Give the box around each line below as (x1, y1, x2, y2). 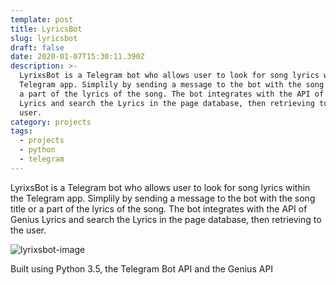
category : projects (10, 117, 92, 127)
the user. (10, 224, 47, 236)
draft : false (10, 42, 65, 53)
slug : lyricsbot (10, 33, 78, 43)
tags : (10, 126, 33, 136)
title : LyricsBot (10, 24, 83, 34)
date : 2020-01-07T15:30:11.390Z (10, 52, 145, 62)
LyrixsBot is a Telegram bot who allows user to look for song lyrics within (10, 181, 311, 193)
